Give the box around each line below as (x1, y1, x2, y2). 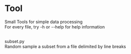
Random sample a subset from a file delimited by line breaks (4, 43, 126, 49)
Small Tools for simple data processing (4, 19, 83, 25)
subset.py (4, 38, 25, 44)
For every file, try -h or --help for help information (4, 24, 105, 29)
